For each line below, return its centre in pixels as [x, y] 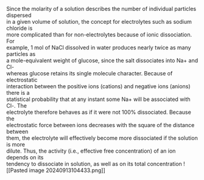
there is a [18, 93]
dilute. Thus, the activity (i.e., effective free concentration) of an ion [91, 151]
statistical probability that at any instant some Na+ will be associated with [98, 99]
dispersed [19, 15]
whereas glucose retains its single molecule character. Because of [90, 73]
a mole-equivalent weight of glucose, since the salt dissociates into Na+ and [102, 61]
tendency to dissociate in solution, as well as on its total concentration [94, 164]
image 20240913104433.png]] [67, 170]
